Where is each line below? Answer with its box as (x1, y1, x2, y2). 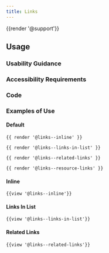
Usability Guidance (6, 59, 62, 68)
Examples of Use (6, 106, 55, 115)
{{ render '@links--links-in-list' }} (6, 145, 101, 151)
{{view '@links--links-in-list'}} (6, 216, 91, 222)
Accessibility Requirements (6, 75, 87, 83)
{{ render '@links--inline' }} (6, 134, 83, 140)
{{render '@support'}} (6, 25, 60, 32)
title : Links (6, 8, 38, 15)
